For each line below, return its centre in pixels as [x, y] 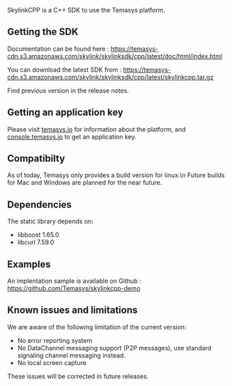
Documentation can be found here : [58, 49]
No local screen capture [52, 362]
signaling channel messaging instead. [71, 355]
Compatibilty [36, 159]
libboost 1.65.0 [38, 235]
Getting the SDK [43, 32]
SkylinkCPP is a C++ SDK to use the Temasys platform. [86, 10]
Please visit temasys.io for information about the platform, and [96, 129]
